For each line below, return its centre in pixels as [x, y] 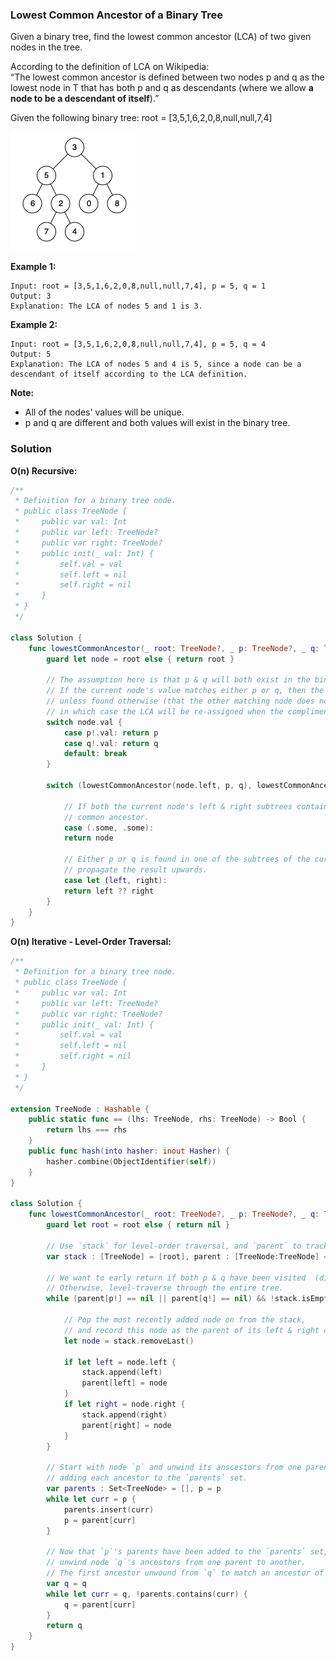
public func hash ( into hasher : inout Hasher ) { [129, 1151]
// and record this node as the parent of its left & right [191, 1330]
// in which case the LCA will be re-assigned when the [165, 711]
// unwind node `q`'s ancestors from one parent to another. [176, 1563]
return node [88, 838]
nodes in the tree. [46, 47]
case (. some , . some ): [109, 828]
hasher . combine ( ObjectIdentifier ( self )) [131, 1161]
